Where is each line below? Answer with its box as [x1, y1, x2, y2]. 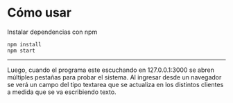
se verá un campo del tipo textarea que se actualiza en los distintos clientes [7, 80, 224, 88]
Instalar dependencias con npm [7, 28, 98, 36]
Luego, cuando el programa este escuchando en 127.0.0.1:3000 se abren [7, 66, 215, 74]
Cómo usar [7, 5, 72, 21]
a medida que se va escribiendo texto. [7, 88, 116, 96]
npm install [7, 41, 42, 48]
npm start [7, 47, 36, 54]
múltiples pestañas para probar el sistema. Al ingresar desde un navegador [7, 73, 222, 81]
